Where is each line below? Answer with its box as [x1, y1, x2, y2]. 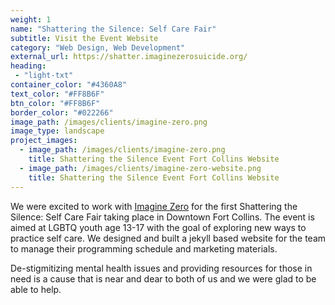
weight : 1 [10, 14, 52, 25]
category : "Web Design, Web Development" [10, 42, 186, 53]
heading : [10, 61, 47, 71]
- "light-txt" [14, 71, 74, 81]
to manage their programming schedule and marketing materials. [10, 242, 278, 255]
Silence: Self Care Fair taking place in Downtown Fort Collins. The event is [10, 211, 315, 223]
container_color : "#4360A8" [10, 80, 128, 90]
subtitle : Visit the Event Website [10, 33, 159, 43]
